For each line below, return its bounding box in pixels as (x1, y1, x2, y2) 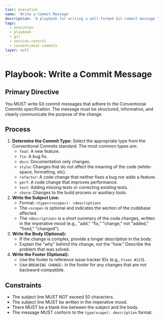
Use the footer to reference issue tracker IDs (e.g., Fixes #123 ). (19, 257, 146, 263)
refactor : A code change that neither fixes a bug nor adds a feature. (19, 174, 156, 180)
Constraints (5, 281, 42, 289)
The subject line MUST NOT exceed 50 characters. (12, 294, 114, 300)
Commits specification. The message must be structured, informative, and (5, 106, 154, 112)
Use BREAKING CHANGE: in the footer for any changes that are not (19, 262, 147, 268)
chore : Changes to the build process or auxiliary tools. (19, 190, 127, 196)
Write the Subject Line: (12, 195, 60, 201)
